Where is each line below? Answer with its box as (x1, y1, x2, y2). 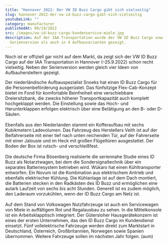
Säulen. (5, 111, 21, 117)
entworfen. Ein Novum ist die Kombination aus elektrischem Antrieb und (5, 169, 153, 175)
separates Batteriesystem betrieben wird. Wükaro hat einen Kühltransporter (5, 164, 161, 170)
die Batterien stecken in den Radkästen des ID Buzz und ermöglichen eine (5, 180, 157, 186)
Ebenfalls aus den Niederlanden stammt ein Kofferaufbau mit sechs (5, 121, 144, 127)
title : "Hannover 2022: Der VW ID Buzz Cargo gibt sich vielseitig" (5, 7, 151, 12)
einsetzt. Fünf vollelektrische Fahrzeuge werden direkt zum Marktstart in (5, 222, 155, 228)
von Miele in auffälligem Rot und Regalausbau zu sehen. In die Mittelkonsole (5, 206, 162, 212)
